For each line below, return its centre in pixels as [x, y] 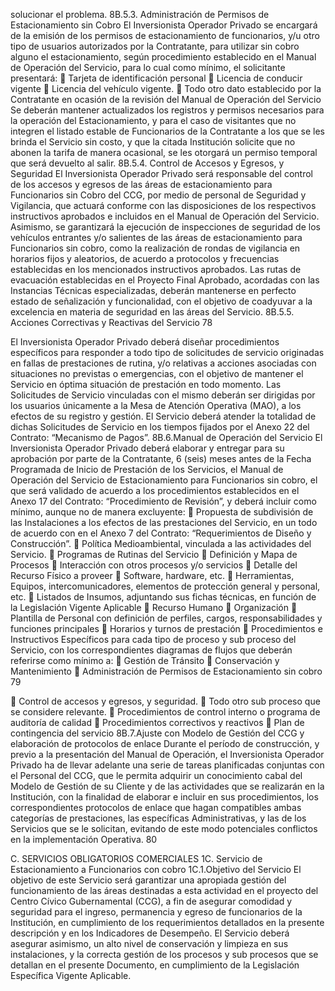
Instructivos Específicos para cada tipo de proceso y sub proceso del [153, 639]
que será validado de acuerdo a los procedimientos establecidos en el [155, 490]
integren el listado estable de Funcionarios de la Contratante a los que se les [167, 131]
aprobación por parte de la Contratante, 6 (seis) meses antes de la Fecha [161, 458]
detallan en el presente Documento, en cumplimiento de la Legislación [155, 965]
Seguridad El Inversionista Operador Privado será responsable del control [161, 173]
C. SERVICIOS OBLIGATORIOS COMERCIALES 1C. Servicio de [136, 858]
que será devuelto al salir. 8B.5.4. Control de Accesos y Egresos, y [147, 163]
